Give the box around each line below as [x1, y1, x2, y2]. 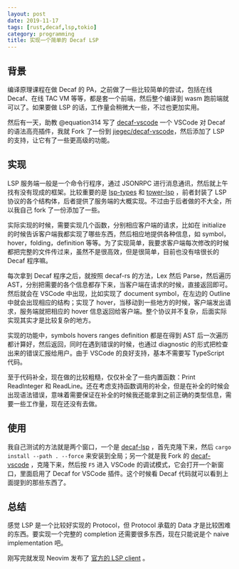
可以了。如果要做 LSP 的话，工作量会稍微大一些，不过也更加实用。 [7, 102, 203, 111]
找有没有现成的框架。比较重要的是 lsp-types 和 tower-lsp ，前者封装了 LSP [7, 188, 227, 196]
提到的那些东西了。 [13, 478, 70, 486]
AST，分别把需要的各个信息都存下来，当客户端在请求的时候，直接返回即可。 [7, 280, 232, 289]
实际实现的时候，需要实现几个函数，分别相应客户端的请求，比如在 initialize [7, 220, 226, 229]
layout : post [7, 10, 46, 18]
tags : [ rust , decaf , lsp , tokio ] [7, 23, 97, 31]
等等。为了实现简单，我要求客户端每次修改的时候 [85, 238, 230, 247]
